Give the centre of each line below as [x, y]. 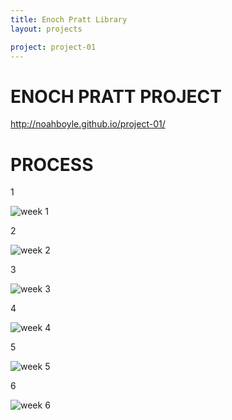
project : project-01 [53, 47]
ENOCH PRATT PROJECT [116, 96]
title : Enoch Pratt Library [69, 19]
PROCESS [52, 164]
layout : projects [46, 29]
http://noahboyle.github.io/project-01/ [88, 124]
